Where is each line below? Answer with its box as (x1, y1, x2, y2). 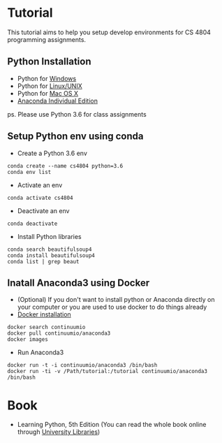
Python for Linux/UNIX (17, 82, 82, 90)
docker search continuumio (7, 324, 86, 331)
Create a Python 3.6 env (17, 149, 87, 157)
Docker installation (17, 310, 71, 319)
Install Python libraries (17, 232, 82, 240)
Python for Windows (17, 74, 77, 82)
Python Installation (7, 56, 91, 68)
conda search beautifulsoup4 (7, 246, 92, 253)
